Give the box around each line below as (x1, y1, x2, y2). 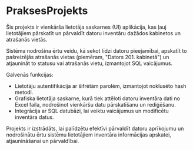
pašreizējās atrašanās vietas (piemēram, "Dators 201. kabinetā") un (6, 53, 169, 60)
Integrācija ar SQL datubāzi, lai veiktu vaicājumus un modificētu (14, 107, 169, 114)
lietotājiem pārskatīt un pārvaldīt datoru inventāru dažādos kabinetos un (6, 29, 181, 36)
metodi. (14, 88, 34, 96)
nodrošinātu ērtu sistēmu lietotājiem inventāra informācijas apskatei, (6, 131, 172, 138)
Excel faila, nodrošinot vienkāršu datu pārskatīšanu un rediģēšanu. (14, 101, 177, 108)
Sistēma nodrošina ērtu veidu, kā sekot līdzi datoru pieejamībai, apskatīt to (6, 47, 187, 54)
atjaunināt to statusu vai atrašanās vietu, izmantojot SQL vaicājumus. (6, 60, 172, 67)
